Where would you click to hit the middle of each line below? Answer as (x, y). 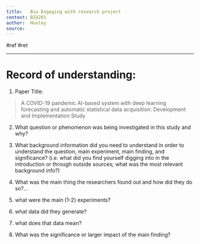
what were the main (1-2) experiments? (63, 200)
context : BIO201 (26, 17)
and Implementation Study (53, 116)
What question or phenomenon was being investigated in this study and (103, 127)
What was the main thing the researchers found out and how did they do (104, 182)
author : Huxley (26, 23)
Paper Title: (29, 92)
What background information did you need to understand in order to (99, 145)
